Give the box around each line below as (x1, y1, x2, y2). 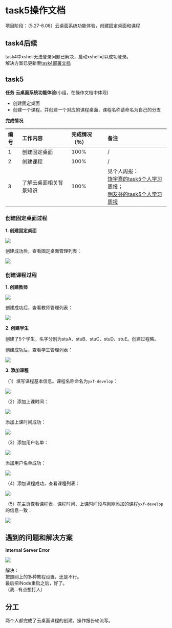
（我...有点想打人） (5, 586, 46, 592)
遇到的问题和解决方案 (5, 533, 73, 542)
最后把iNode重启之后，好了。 (5, 580, 68, 586)
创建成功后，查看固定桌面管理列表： (5, 248, 82, 254)
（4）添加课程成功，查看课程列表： (5, 480, 80, 486)
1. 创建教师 (5, 284, 28, 290)
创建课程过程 (5, 272, 37, 279)
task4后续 (5, 39, 37, 48)
